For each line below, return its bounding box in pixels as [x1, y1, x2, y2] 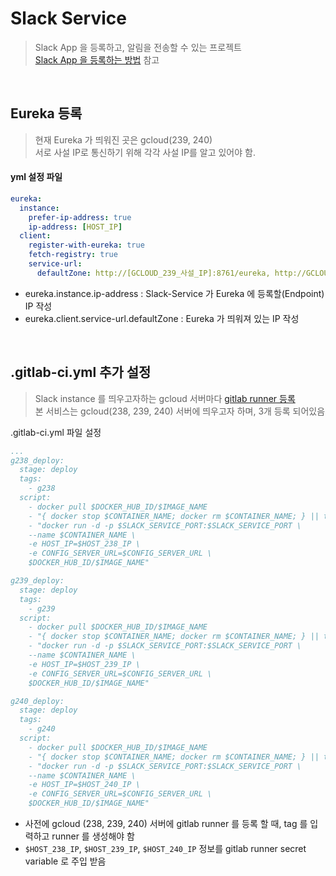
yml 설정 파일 [10, 171, 63, 183]
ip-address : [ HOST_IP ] [28, 222, 123, 232]
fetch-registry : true [28, 250, 118, 260]
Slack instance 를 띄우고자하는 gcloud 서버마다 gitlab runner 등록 [34, 392, 296, 404]
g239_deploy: [10, 576, 65, 586]
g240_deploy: [10, 696, 65, 706]
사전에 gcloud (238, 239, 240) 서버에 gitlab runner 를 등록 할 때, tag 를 [24, 818, 308, 830]
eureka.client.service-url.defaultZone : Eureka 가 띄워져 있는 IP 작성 [24, 312, 300, 324]
